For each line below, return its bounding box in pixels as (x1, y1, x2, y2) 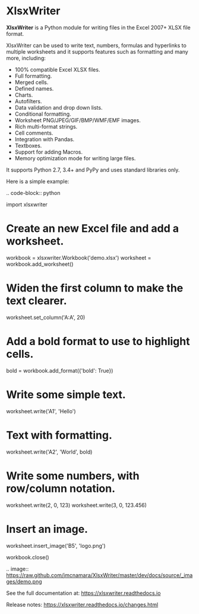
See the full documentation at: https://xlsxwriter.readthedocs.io (6, 589, 161, 597)
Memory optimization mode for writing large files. (14, 154, 136, 162)
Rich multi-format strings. (14, 123, 78, 130)
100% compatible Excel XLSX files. (14, 66, 100, 73)
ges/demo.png (6, 578, 43, 585)
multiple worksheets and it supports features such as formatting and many (6, 48, 188, 55)
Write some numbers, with (6, 469, 140, 482)
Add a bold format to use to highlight (6, 335, 190, 348)
